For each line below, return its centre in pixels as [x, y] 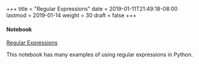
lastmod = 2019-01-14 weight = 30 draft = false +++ [72, 15]
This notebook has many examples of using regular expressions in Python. [100, 55]
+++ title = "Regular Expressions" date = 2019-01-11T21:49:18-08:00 [92, 9]
